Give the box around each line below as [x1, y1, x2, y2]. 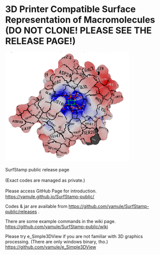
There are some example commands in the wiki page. [5, 218, 116, 224]
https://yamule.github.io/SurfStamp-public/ [5, 193, 94, 199]
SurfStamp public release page [5, 166, 69, 172]
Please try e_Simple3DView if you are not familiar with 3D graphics [5, 233, 143, 239]
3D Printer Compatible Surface [5, 4, 136, 15]
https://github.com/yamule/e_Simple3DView [5, 244, 96, 250]
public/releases [5, 208, 37, 214]
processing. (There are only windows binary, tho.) [5, 238, 108, 244]
